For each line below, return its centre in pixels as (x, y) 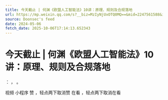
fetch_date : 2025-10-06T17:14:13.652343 (48, 28)
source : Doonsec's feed (30, 19)
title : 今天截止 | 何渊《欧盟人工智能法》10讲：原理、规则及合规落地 (69, 10)
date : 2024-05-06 (23, 24)
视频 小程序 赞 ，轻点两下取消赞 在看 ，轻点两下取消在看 (63, 92)
